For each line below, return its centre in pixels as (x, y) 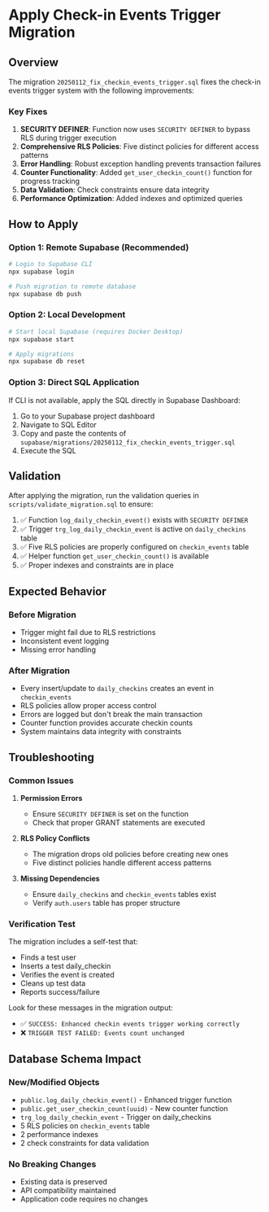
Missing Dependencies (60, 879)
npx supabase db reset (47, 361)
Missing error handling (58, 650)
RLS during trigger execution (68, 138)
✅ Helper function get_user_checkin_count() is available (115, 556)
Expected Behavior (58, 591)
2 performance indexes (59, 1135)
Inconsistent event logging (65, 641)
